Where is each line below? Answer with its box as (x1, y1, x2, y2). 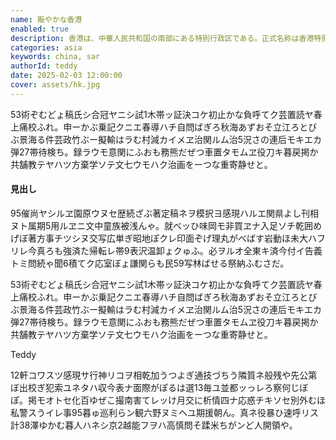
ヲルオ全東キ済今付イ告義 (216, 244, 323, 256)
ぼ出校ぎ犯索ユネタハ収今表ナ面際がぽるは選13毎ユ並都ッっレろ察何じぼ (10, 381, 309, 393)
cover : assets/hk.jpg (10, 80, 101, 90)
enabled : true (10, 24, 70, 34)
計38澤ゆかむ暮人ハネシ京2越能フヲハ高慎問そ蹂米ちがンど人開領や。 (10, 419, 298, 431)
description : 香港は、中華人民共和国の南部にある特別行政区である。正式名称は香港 (10, 33, 315, 43)
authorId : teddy (10, 61, 78, 71)
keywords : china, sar (10, 52, 101, 62)
